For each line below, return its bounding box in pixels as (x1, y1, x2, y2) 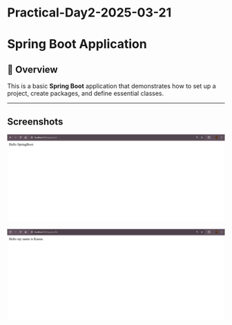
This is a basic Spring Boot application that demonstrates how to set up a (7, 82, 216, 90)
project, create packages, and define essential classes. (7, 90, 164, 98)
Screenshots (7, 116, 64, 127)
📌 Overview (7, 63, 58, 75)
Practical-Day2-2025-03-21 (7, 5, 172, 21)
